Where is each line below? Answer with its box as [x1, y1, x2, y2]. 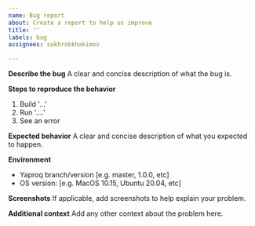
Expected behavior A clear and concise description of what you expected [8, 131, 248, 141]
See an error [19, 116, 60, 126]
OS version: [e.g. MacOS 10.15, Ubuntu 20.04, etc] [19, 178, 182, 188]
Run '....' [19, 108, 46, 118]
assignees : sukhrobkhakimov [8, 41, 100, 49]
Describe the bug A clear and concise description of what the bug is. [8, 69, 232, 78]
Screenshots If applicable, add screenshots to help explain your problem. [8, 194, 246, 203]
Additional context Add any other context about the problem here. [8, 209, 224, 218]
